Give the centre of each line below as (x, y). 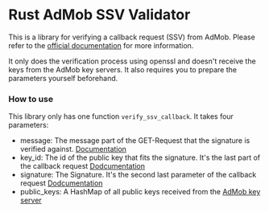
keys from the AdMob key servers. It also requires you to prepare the (123, 69)
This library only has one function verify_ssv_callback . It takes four (121, 116)
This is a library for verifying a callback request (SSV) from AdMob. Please (132, 37)
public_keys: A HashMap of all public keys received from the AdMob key (140, 192)
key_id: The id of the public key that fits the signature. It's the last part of (140, 157)
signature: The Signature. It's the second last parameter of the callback (138, 175)
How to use (31, 99)
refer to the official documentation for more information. (101, 45)
